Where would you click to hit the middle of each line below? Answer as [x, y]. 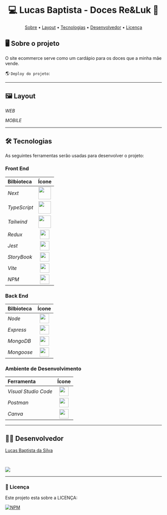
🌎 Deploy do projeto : [28, 73]
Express [17, 330]
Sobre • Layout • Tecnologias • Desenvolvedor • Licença [83, 27]
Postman [18, 403]
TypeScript [20, 207]
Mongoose [20, 352]
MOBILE [13, 120]
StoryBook [20, 257]
